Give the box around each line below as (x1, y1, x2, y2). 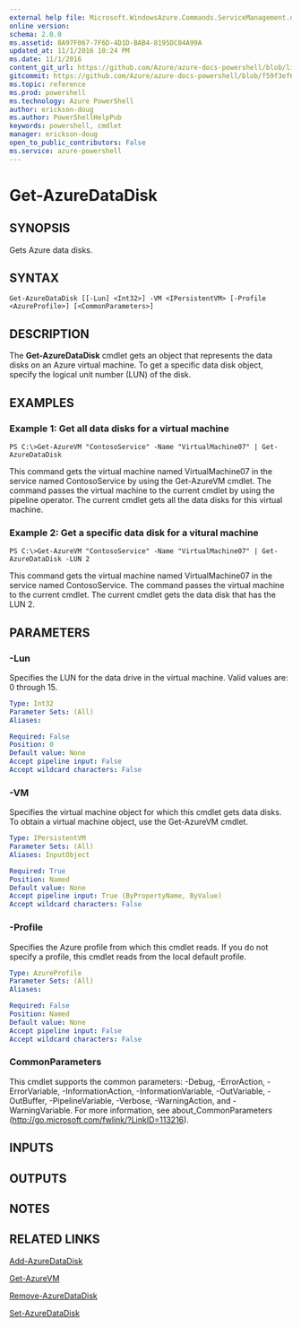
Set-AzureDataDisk (9, 1307, 81, 1318)
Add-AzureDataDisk (9, 1255, 83, 1266)
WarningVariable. (9, 1105, 73, 1115)
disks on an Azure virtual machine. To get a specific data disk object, (9, 360, 264, 370)
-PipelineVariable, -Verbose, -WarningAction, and (48, 1095, 231, 1106)
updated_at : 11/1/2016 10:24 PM (9, 47, 130, 56)
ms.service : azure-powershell (9, 146, 123, 155)
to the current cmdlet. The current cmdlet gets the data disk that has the (9, 589, 276, 601)
